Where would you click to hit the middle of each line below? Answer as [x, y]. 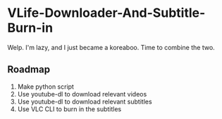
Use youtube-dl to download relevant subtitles [85, 101]
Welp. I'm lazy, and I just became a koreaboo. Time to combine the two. [111, 47]
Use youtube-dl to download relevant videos [82, 94]
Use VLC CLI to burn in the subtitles [69, 109]
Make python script [45, 87]
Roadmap [29, 69]
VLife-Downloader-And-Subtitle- [106, 13]
